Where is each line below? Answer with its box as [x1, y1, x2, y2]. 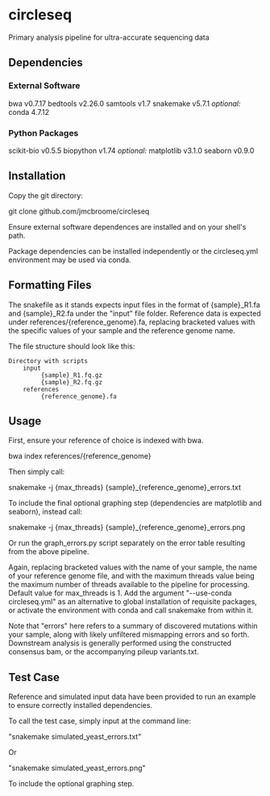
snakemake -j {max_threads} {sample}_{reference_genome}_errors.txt [8, 483, 242, 493]
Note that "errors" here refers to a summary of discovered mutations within [8, 621, 258, 631]
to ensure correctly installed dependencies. [8, 701, 153, 710]
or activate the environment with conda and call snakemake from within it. [8, 605, 254, 616]
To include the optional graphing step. [8, 779, 135, 789]
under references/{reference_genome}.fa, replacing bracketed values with [8, 317, 255, 327]
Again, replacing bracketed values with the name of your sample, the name [8, 562, 258, 572]
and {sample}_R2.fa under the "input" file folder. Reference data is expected [8, 308, 261, 318]
